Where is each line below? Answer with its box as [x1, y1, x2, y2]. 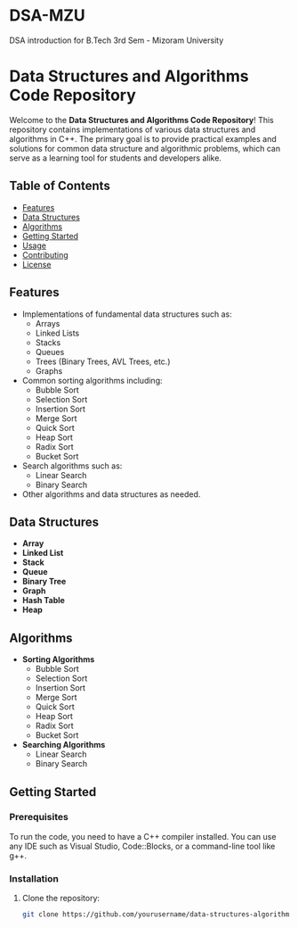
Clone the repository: [21, 893, 101, 904]
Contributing [21, 249, 68, 260]
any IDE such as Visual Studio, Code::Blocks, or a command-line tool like [9, 841, 276, 851]
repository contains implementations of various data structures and [9, 124, 256, 135]
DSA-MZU [9, 5, 86, 26]
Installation [9, 872, 60, 884]
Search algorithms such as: [21, 460, 123, 471]
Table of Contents [9, 178, 111, 194]
